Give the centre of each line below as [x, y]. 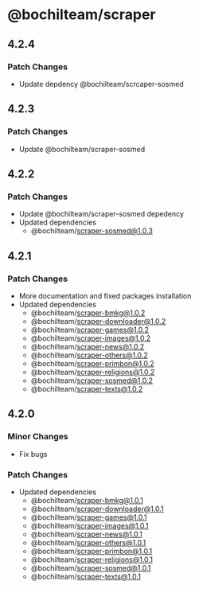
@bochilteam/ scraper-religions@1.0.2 [93, 372]
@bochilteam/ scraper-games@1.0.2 [90, 330]
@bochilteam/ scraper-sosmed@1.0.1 [91, 568]
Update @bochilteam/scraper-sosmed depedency [101, 214]
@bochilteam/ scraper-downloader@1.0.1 [97, 509]
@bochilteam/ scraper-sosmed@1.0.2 [92, 380]
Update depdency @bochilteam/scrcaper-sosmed [101, 84]
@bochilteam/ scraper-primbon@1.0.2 [92, 363]
